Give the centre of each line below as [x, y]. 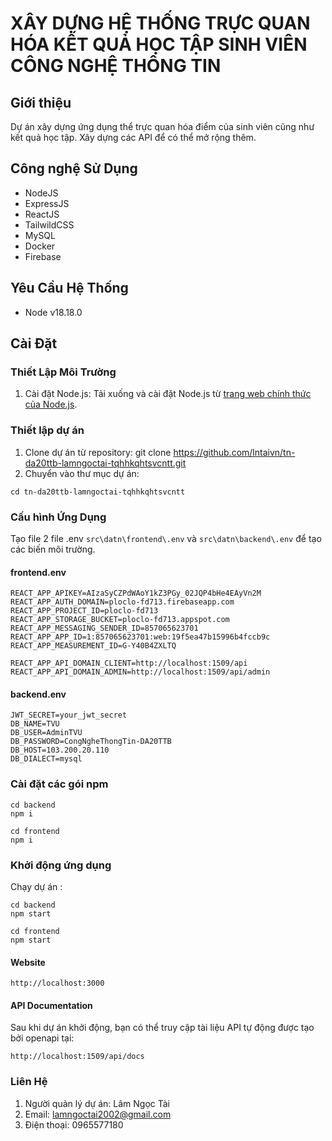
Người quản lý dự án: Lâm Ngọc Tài [97, 1103]
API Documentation [51, 1005]
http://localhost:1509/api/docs [77, 1057]
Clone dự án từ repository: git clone [98, 452]
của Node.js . [51, 404]
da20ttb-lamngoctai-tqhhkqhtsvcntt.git [105, 463]
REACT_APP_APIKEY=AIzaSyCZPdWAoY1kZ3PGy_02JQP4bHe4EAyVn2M [136, 593]
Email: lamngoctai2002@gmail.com [98, 1114]
